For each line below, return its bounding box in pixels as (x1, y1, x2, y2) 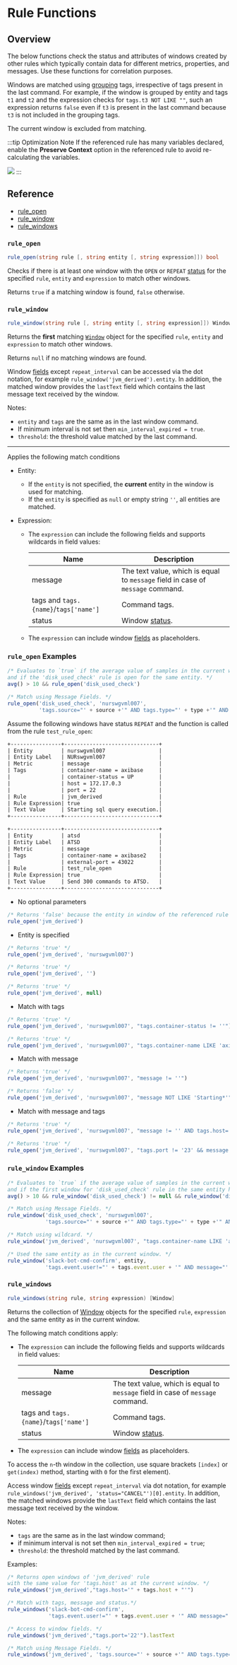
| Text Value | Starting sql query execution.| (7, 806, 162, 814)
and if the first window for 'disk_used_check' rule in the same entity (7, 1186, 226, 1193)
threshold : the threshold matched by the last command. (17, 1546, 180, 1555)
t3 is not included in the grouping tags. (7, 111, 120, 119)
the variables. (40, 153, 80, 161)
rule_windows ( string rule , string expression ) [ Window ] (7, 1295, 175, 1302)
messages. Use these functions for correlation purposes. (7, 67, 173, 75)
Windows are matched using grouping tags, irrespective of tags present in (7, 81, 224, 89)
